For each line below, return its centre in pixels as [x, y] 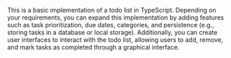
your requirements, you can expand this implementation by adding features [115, 17]
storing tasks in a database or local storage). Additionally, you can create [112, 32]
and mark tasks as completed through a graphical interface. [93, 47]
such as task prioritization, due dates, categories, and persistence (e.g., [111, 25]
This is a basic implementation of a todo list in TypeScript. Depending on [112, 10]
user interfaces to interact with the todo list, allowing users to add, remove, [115, 40]
